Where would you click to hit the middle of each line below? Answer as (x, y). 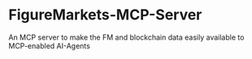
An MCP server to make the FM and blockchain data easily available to (126, 37)
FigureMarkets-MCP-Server (105, 15)
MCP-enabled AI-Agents (50, 45)
